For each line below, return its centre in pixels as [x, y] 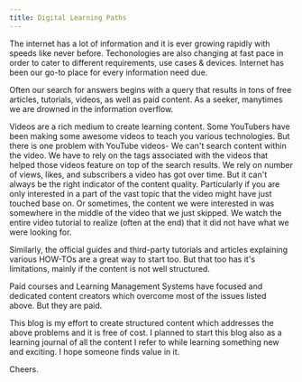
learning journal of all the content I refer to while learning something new [144, 342]
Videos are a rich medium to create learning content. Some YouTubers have [150, 126]
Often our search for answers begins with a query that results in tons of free [151, 89]
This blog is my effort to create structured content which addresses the [142, 322]
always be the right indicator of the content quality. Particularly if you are [145, 184]
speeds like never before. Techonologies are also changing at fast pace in [146, 53]
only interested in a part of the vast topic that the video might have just [141, 193]
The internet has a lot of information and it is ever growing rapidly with [140, 43]
